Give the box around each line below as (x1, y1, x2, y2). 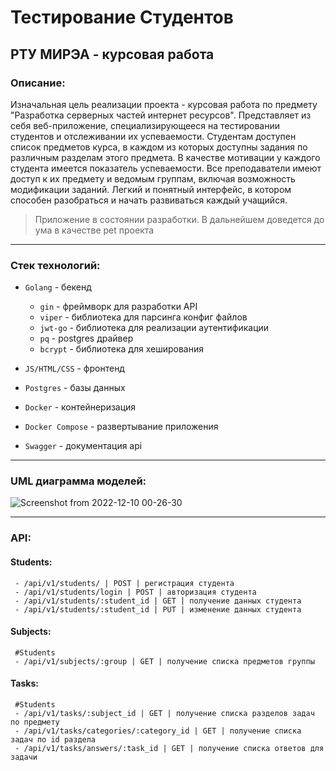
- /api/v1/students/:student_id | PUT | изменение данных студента (14, 604, 302, 615)
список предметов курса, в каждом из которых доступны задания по (10, 141, 308, 153)
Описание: (10, 76, 66, 90)
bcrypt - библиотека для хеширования (39, 343, 204, 355)
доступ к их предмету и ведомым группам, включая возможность (10, 172, 296, 185)
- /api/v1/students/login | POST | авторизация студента (14, 587, 257, 597)
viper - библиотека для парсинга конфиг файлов (39, 311, 248, 323)
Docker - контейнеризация (24, 401, 137, 413)
